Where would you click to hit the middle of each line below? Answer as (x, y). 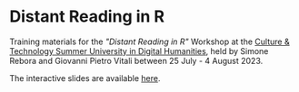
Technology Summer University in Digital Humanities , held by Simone (139, 51)
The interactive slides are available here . (85, 78)
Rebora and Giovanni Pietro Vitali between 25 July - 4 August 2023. (136, 60)
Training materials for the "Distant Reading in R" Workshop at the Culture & (149, 41)
